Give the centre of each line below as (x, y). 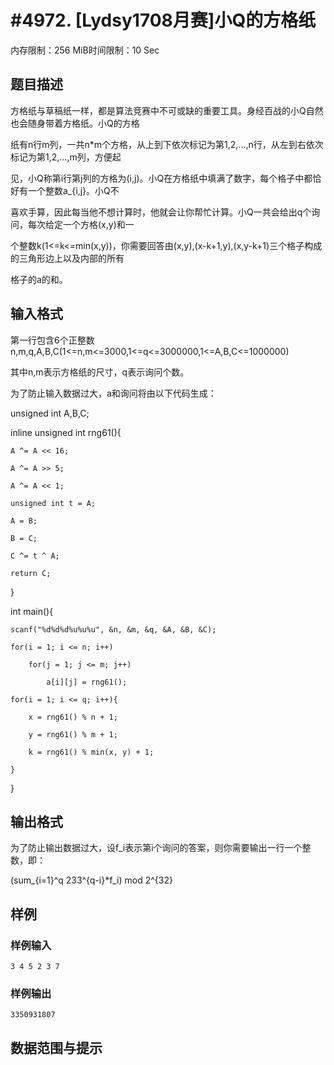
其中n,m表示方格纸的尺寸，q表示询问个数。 (100, 372)
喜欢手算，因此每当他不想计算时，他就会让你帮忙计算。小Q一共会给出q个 (161, 212)
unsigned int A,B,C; (50, 413)
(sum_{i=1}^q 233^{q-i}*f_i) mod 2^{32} (91, 880)
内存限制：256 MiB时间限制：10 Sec (85, 50)
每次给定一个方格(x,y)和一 (81, 224)
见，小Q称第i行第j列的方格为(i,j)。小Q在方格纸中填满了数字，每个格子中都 (161, 178)
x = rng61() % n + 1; (73, 717)
